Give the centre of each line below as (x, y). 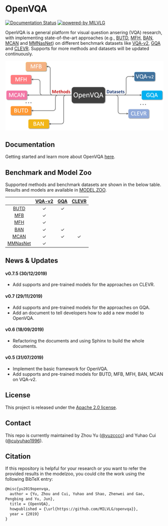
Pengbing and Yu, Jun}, (30, 499)
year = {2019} (24, 514)
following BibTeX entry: (29, 479)
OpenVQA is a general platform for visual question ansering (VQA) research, (84, 32)
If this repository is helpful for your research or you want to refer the (76, 469)
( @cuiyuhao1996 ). (24, 441)
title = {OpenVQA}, (30, 504)
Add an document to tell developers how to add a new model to (78, 313)
